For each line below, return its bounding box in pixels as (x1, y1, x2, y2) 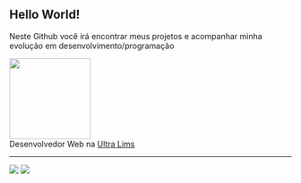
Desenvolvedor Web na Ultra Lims (9, 138, 135, 149)
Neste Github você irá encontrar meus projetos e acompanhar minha (9, 30, 262, 41)
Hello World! (9, 7, 81, 22)
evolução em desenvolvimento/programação (9, 40, 175, 51)
